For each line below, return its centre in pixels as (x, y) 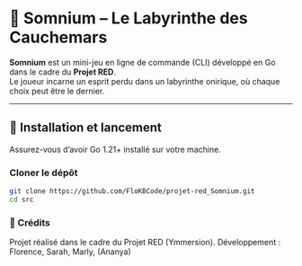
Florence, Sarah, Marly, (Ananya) (71, 252)
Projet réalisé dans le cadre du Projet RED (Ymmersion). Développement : (145, 243)
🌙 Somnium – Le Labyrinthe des (129, 18)
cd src (22, 199)
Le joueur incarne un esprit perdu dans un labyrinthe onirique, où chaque (145, 81)
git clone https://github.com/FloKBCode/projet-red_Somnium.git (132, 191)
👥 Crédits (30, 222)
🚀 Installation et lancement (85, 128)
